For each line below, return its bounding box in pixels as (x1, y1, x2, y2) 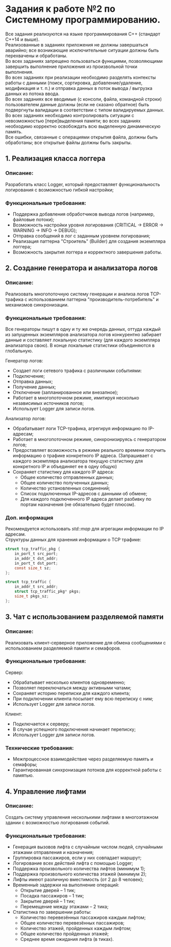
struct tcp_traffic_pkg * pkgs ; (14, 589, 81, 594)
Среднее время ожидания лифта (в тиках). (20, 936, 114, 942)
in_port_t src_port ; (14, 551, 58, 557)
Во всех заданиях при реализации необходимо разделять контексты (5, 74, 156, 80)
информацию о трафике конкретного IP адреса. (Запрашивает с (12, 452, 154, 458)
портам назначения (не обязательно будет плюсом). (20, 501, 136, 507)
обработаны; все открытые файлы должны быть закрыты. (5, 139, 132, 146)
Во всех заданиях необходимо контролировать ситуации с (5, 112, 134, 118)
